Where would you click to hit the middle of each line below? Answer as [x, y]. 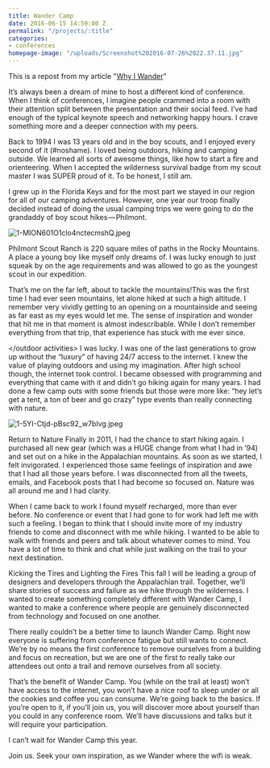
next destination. [36, 558]
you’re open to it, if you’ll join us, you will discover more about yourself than [134, 707]
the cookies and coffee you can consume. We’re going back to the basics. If [135, 699]
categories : [28, 38]
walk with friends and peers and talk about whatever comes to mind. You [129, 540]
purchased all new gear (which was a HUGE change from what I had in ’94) [133, 448]
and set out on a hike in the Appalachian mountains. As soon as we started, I [135, 457]
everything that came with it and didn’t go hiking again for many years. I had [135, 382]
